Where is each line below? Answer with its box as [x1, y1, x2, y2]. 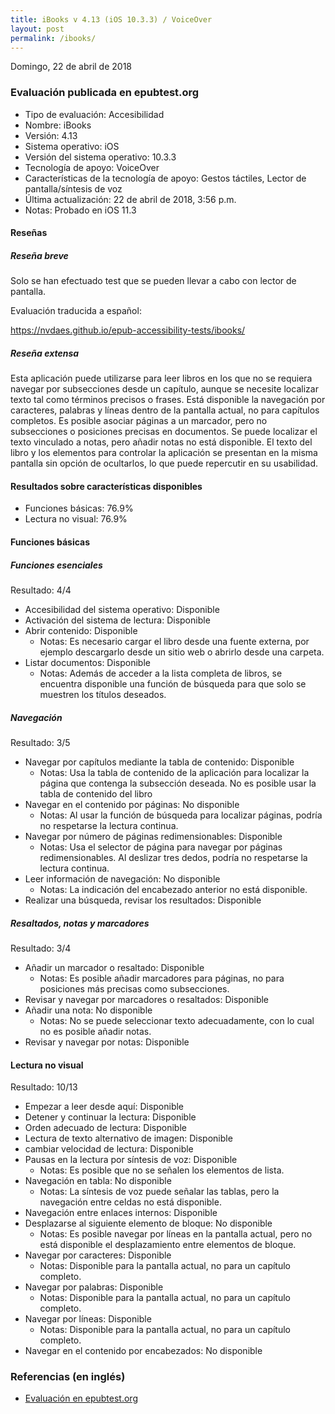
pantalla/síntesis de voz [24, 182, 123, 195]
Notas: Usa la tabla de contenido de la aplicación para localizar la [39, 766, 310, 778]
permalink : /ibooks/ [10, 33, 97, 43]
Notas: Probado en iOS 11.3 [24, 204, 137, 216]
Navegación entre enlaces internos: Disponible [24, 1207, 218, 1219]
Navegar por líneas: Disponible [24, 1313, 152, 1325]
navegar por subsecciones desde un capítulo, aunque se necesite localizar [10, 383, 319, 395]
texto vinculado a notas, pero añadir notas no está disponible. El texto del [10, 436, 313, 448]
